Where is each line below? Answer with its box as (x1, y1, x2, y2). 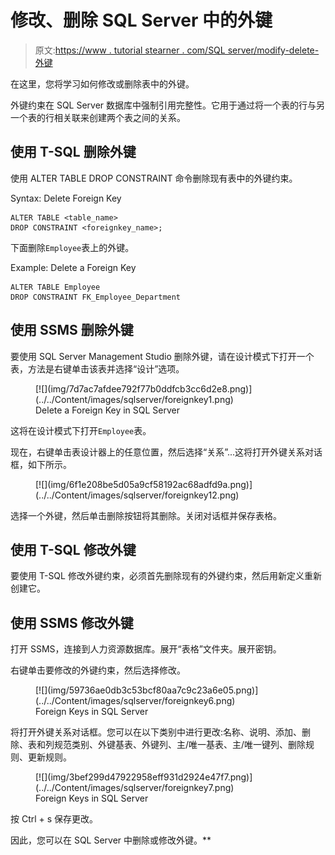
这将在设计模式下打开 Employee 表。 (10, 424, 152, 436)
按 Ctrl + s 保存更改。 (10, 813, 99, 825)
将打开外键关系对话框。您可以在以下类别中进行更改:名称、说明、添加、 (10, 726, 303, 738)
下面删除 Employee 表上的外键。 (10, 241, 135, 253)
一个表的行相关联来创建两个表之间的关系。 (10, 111, 186, 123)
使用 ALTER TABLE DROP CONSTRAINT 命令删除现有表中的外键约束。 (10, 172, 298, 184)
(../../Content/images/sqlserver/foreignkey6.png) (35, 695, 236, 707)
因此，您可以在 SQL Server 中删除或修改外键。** (10, 834, 212, 846)
